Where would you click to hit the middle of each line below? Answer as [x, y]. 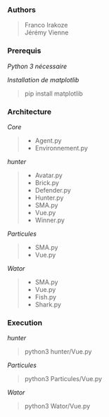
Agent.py [48, 140]
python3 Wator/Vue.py [57, 406]
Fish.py [46, 297]
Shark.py [48, 304]
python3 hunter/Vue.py [58, 352]
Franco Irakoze [46, 25]
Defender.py [53, 190]
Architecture [30, 112]
